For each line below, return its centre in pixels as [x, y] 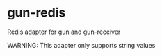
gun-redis [37, 13]
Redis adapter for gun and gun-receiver [64, 32]
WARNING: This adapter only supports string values [81, 45]
